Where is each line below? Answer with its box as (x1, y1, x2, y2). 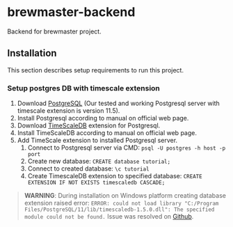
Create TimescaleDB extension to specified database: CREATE (27, 172, 203, 180)
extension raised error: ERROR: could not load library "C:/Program (24, 199, 219, 208)
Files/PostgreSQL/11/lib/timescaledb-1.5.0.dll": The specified (24, 206, 215, 213)
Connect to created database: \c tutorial (27, 164, 150, 173)
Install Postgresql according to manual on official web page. (17, 114, 189, 123)
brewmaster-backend (7, 4, 136, 20)
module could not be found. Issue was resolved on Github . (24, 212, 194, 221)
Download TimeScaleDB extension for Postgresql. (17, 121, 161, 130)
